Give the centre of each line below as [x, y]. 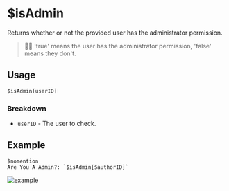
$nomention [23, 161]
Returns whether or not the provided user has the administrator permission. [115, 33]
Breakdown [27, 108]
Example [26, 145]
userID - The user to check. [57, 124]
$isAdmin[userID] [32, 91]
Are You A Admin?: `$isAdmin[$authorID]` [68, 167]
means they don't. [50, 53]
